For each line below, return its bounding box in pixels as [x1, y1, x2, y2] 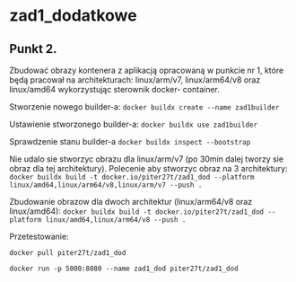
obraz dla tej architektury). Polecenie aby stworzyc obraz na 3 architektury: [9, 163, 289, 173]
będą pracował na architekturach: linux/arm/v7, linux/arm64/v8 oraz [9, 75, 261, 85]
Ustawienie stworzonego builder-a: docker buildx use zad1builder [9, 119, 258, 129]
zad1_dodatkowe [9, 5, 137, 26]
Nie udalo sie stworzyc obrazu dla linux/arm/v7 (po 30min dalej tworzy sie [9, 154, 284, 164]
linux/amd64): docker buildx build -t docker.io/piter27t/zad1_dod [9, 206, 265, 216]
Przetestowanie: [9, 231, 69, 242]
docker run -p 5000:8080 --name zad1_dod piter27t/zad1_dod [9, 264, 239, 273]
